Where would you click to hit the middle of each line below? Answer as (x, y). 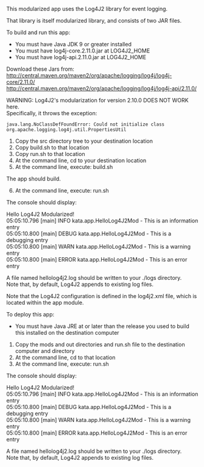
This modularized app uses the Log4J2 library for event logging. (87, 9)
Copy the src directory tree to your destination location (84, 141)
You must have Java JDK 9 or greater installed (73, 44)
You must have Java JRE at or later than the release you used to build (102, 326)
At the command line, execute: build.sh (64, 167)
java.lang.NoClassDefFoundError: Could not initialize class (86, 124)
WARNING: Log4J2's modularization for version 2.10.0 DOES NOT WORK (97, 100)
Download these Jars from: (40, 69)
